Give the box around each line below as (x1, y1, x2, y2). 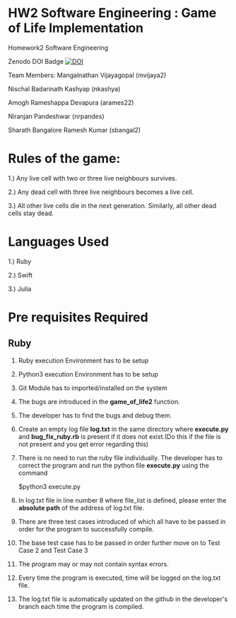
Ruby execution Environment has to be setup (18, 356, 149, 365)
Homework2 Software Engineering (8, 43, 109, 52)
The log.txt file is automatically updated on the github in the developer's (18, 595, 228, 603)
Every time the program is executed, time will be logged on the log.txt (18, 573, 221, 582)
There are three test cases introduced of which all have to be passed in (18, 517, 226, 525)
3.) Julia (8, 285, 32, 293)
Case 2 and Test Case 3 (18, 546, 88, 554)
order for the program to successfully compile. (18, 525, 155, 533)
